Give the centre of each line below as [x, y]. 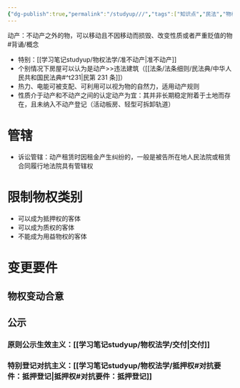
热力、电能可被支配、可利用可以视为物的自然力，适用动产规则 [109, 86]
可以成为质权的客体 [46, 227]
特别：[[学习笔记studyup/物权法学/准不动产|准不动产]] [97, 59]
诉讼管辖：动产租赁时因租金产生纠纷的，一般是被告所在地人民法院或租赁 [124, 156]
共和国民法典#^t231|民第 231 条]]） [75, 77]
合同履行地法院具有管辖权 [55, 166]
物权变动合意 [36, 296]
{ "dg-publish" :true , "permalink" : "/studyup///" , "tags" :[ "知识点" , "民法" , [115, 14]
